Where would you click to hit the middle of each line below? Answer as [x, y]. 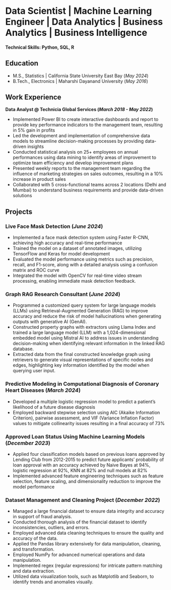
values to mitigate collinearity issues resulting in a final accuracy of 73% [89, 423]
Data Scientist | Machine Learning [79, 11]
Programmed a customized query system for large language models [84, 305]
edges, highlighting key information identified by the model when [81, 365]
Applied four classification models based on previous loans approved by [89, 454]
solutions [22, 196]
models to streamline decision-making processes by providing [78, 141]
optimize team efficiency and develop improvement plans [73, 163]
